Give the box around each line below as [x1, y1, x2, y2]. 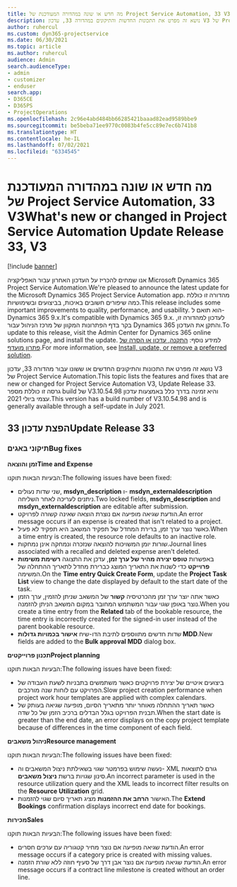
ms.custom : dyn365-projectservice [7, 30, 109, 37]
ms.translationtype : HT [7, 129, 78, 136]
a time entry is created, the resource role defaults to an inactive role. [17, 532, 217, 540]
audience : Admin [7, 56, 55, 64]
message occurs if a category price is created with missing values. [17, 850, 212, 859]
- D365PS [7, 102, 33, 109]
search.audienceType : [7, 63, 71, 70]
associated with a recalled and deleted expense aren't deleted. [17, 547, 200, 555]
